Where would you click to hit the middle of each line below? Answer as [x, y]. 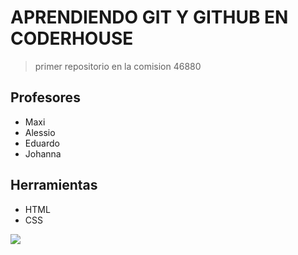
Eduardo [42, 143]
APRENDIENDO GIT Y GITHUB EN [149, 17]
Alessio [40, 132]
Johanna [43, 153]
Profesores [45, 97]
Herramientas [54, 185]
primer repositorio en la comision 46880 [118, 66]
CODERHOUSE [72, 38]
